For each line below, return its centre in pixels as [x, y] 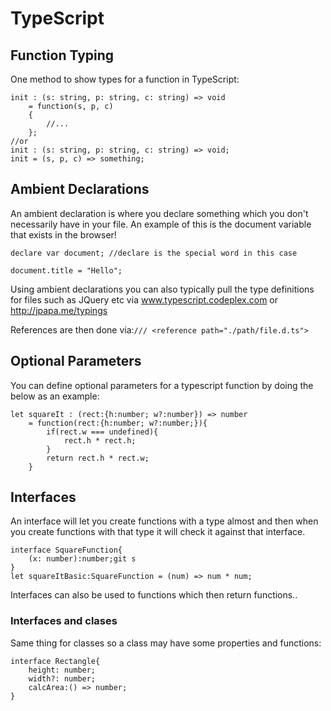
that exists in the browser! [63, 234]
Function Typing [62, 55]
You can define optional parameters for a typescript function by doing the [162, 385]
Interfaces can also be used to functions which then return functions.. [154, 595]
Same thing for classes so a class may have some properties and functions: [166, 643]
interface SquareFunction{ [66, 550]
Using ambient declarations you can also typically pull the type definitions [162, 289]
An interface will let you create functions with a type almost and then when [164, 521]
